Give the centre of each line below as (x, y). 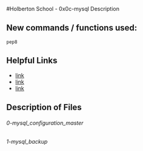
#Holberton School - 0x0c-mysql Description (63, 9)
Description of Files (44, 107)
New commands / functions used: (72, 28)
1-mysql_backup (27, 142)
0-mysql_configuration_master (45, 123)
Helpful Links (32, 61)
